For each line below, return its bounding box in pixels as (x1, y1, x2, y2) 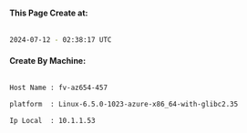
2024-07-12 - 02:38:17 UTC (9, 36, 112, 45)
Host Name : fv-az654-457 (9, 83, 108, 93)
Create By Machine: (9, 55, 87, 66)
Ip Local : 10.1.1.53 (9, 117, 96, 126)
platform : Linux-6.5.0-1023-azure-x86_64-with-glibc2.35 (9, 100, 239, 109)
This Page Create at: (9, 7, 88, 18)
